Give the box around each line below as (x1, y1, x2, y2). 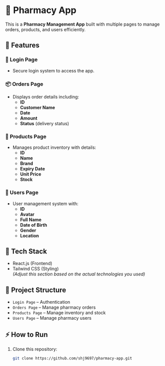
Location (20, 232, 39, 238)
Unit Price (20, 171, 41, 177)
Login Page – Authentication (12, 299, 70, 305)
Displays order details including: (12, 94, 79, 100)
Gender (20, 227, 37, 233)
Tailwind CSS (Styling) (12, 266, 59, 272)
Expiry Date (20, 166, 45, 172)
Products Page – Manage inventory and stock (12, 310, 106, 316)
